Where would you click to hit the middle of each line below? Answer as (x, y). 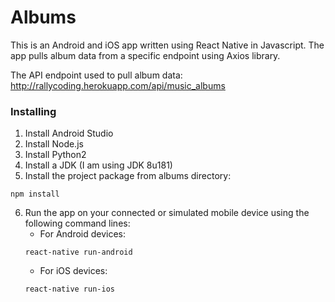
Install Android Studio (69, 133)
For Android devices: (83, 234)
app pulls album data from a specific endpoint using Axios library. (145, 55)
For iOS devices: (73, 271)
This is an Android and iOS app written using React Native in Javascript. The (167, 45)
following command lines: (77, 223)
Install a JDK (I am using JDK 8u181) (98, 165)
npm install (35, 194)
